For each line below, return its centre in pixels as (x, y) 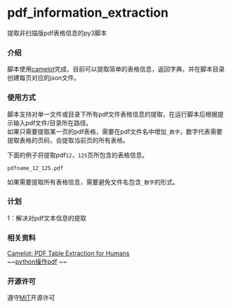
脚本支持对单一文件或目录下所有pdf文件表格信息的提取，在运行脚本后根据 (113, 114)
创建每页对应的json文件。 (44, 78)
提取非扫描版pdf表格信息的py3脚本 (57, 33)
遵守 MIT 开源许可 (31, 298)
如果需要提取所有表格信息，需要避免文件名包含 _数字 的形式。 (93, 181)
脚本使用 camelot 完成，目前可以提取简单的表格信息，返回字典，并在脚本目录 (116, 69)
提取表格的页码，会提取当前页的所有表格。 (68, 140)
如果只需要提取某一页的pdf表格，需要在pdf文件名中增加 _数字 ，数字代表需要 (115, 131)
